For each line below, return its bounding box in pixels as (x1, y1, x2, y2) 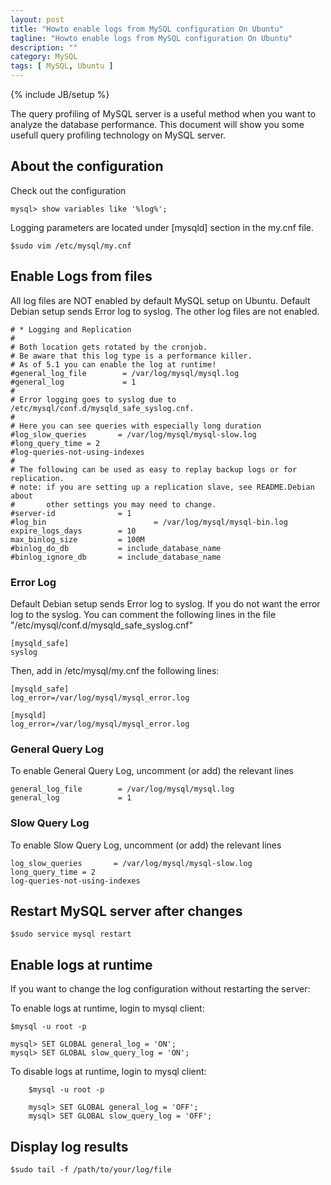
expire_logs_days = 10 (10, 526, 137, 536)
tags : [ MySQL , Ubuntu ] (10, 61, 114, 71)
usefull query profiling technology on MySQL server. (10, 129, 227, 141)
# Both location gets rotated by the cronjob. (10, 342, 208, 352)
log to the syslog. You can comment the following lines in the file (10, 608, 277, 620)
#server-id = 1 (10, 508, 132, 518)
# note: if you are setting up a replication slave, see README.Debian (10, 482, 315, 492)
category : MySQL (10, 52, 78, 62)
